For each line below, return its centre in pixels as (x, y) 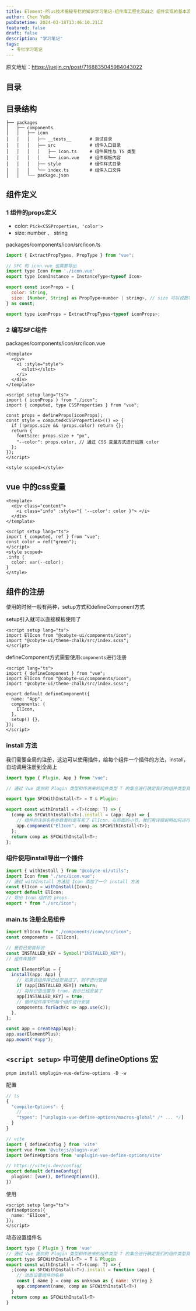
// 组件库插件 (21, 959)
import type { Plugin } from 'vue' (49, 1248)
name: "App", (27, 699)
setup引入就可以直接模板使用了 (43, 619)
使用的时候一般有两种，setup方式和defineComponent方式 (75, 607)
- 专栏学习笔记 (27, 50)
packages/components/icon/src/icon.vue (56, 343)
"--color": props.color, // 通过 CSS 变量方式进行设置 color (88, 442)
